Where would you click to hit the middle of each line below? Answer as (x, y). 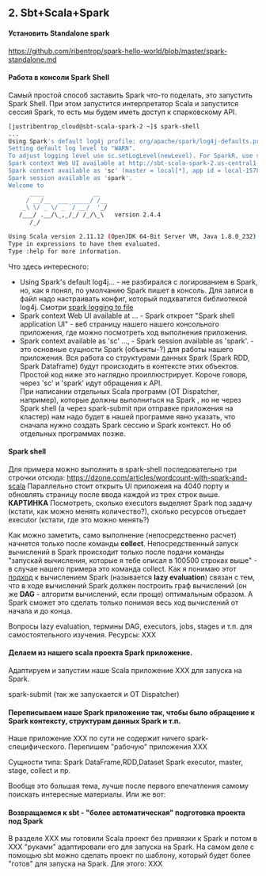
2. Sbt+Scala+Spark (59, 13)
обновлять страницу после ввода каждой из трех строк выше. (114, 494)
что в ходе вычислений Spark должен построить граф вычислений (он (127, 585)
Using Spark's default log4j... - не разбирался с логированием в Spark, (139, 281)
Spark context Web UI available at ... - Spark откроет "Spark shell (127, 316)
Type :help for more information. (65, 251)
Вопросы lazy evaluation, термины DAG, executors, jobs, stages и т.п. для (130, 626)
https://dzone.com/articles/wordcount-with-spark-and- (157, 477)
